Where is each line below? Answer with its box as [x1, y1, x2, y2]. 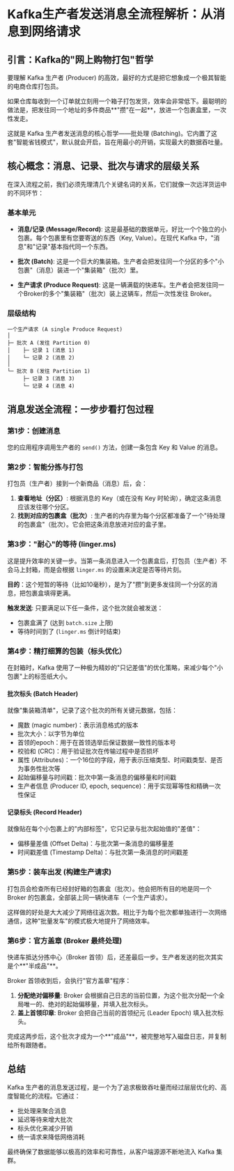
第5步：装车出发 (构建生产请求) [7, 867, 112, 877]
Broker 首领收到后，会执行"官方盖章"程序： [7, 976, 132, 984]
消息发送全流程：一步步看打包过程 [7, 403, 154, 415]
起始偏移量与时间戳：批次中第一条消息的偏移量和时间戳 [17, 773, 176, 782]
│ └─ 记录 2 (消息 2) [7, 355, 75, 362]
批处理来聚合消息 [17, 1106, 67, 1115]
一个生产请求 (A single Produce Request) [7, 326, 123, 333]
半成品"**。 [28, 961, 63, 970]
